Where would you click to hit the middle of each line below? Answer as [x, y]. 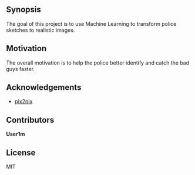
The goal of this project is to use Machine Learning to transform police [91, 23]
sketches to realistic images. [41, 30]
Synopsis [23, 10]
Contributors [30, 120]
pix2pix [23, 102]
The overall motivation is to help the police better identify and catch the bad [98, 63]
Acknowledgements [44, 87]
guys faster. [21, 69]
